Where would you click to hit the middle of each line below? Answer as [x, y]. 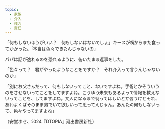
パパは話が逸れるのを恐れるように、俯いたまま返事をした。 [66, 59]
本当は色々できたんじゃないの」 [65, 49]
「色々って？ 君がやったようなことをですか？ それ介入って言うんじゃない [82, 70]
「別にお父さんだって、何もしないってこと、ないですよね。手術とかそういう [82, 86]
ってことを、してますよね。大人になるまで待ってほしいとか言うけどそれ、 [84, 98]
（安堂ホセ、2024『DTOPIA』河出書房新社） [51, 122]
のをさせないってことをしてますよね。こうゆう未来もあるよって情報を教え [80, 93]
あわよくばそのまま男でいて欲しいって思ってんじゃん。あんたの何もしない [81, 105]
